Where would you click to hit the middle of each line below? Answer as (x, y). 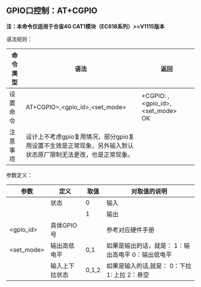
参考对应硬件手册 (131, 229)
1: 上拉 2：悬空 (128, 274)
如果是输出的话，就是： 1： (145, 246)
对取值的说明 (149, 191)
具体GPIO (64, 225)
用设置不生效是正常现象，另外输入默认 (80, 146)
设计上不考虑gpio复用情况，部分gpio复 (80, 137)
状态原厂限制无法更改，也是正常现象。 (80, 155)
